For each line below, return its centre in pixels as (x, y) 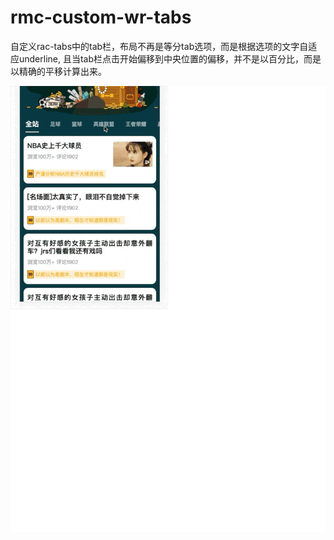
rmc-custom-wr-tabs (101, 17)
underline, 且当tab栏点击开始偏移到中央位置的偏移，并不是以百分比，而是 (170, 58)
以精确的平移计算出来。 (58, 71)
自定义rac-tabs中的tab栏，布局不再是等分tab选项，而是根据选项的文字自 (159, 46)
